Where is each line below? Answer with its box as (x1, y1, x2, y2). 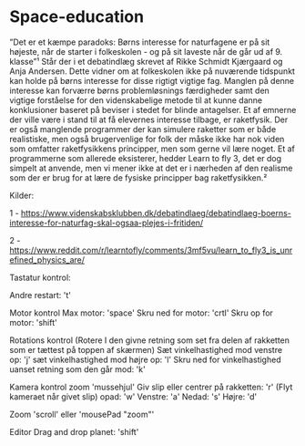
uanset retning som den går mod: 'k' (9, 363, 146, 375)
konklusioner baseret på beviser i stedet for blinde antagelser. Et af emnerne (9, 104, 297, 115)
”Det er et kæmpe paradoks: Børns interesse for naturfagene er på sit (9, 36, 270, 47)
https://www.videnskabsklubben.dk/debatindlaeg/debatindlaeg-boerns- (21, 207, 291, 218)
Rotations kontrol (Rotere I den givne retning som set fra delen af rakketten (9, 335, 290, 346)
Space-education (9, 6, 144, 27)
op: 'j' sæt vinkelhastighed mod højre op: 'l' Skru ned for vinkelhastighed (9, 354, 281, 365)
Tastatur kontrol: (9, 272, 71, 283)
